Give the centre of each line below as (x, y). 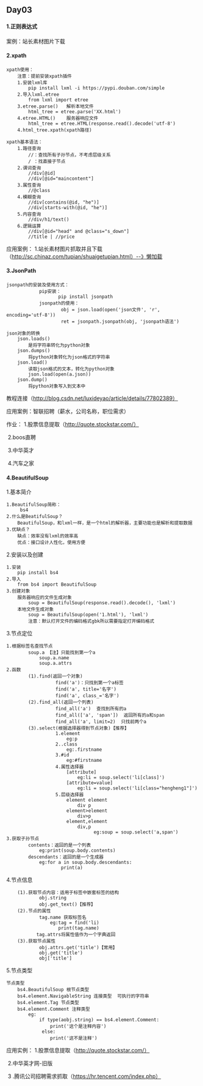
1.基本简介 (19, 492)
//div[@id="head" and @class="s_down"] (79, 231)
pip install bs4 (38, 573)
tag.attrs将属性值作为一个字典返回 (76, 935)
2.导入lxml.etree (38, 94)
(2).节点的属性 (34, 911)
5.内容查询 (29, 214)
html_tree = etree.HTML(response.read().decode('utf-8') (102, 124)
